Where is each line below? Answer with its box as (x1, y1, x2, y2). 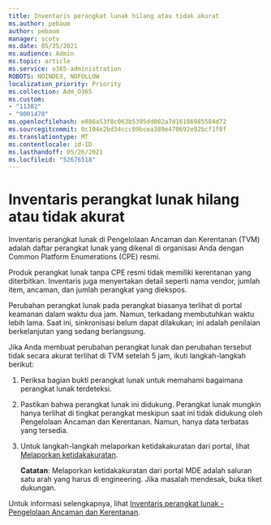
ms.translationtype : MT (8, 132, 89, 141)
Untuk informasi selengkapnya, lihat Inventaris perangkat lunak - (8, 499, 225, 509)
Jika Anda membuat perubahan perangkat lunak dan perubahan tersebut (8, 342, 252, 352)
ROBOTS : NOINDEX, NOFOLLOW (8, 72, 100, 80)
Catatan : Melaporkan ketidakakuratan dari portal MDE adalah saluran (19, 466, 252, 475)
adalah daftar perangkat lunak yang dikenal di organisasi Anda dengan (8, 243, 244, 253)
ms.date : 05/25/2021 (8, 42, 79, 50)
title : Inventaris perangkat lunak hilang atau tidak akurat (8, 11, 220, 20)
